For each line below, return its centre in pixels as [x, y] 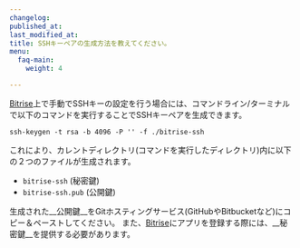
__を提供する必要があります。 [80, 233]
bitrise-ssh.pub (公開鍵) [69, 192]
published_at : [36, 26]
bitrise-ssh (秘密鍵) [61, 180]
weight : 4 [44, 69]
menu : [19, 52]
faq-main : [36, 60]
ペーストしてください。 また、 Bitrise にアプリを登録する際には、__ [156, 223]
